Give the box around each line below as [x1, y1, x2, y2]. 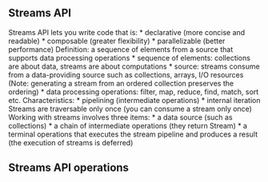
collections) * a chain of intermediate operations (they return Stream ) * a [8, 121, 248, 130]
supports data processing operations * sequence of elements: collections [8, 53, 250, 62]
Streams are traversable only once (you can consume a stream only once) [8, 104, 252, 113]
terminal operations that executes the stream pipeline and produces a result [8, 129, 258, 139]
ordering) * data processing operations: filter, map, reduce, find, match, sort [8, 87, 259, 97]
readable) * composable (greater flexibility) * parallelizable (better [8, 36, 226, 45]
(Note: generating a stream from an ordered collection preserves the [8, 78, 234, 88]
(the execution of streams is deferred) [8, 137, 134, 147]
